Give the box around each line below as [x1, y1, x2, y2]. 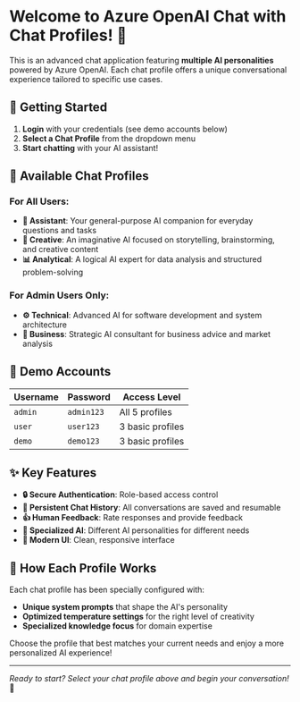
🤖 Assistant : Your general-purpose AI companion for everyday [21, 216, 254, 226]
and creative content [21, 244, 99, 255]
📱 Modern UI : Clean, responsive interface [21, 535, 176, 546]
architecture [21, 319, 68, 330]
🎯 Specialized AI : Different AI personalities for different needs [21, 525, 250, 536]
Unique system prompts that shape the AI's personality [21, 602, 229, 613]
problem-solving [21, 266, 83, 278]
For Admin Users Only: [9, 289, 110, 301]
